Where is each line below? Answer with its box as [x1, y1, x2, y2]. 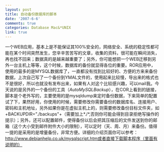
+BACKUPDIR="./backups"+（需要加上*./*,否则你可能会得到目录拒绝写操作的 [5, 111, 159, 117]
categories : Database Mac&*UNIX [5, 25, 71, 30]
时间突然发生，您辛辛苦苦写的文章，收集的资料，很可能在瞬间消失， [22, 50, 160, 56]
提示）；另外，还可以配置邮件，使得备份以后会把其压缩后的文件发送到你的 [5, 117, 153, 123]
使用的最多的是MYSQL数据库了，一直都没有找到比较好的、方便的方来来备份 [5, 68, 158, 74]
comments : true [5, 21, 36, 26]
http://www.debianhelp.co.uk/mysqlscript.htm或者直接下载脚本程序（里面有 [5, 135, 158, 141]
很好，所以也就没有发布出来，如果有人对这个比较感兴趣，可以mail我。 [13, 81, 155, 86]
